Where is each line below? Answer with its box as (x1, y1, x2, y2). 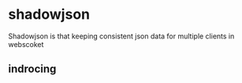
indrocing (8, 63, 57, 76)
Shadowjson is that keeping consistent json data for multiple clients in (8, 31, 235, 41)
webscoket (8, 39, 44, 49)
